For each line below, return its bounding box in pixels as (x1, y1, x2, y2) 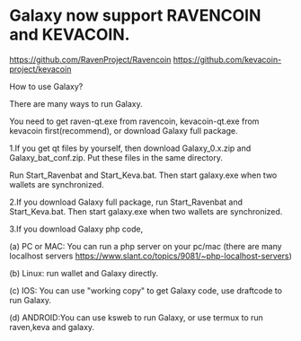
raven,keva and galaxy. (9, 321, 95, 332)
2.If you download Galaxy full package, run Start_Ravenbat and (9, 197, 243, 207)
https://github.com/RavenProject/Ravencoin (9, 54, 172, 65)
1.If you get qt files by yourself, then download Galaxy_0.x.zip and (9, 143, 252, 153)
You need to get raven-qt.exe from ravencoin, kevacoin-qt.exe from (9, 116, 260, 127)
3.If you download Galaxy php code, (9, 223, 144, 234)
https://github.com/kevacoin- (173, 54, 282, 65)
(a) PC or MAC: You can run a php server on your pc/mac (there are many (9, 240, 282, 251)
